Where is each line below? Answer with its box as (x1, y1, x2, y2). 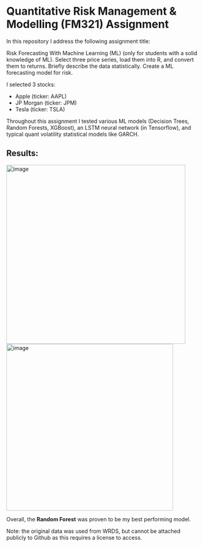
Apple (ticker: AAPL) (15, 92, 67, 100)
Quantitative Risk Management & (6, 4, 177, 18)
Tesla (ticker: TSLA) (15, 105, 65, 113)
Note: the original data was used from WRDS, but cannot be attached (6, 527, 181, 535)
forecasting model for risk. (6, 69, 73, 76)
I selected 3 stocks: (6, 81, 56, 88)
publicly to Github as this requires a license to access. (6, 534, 142, 541)
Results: (6, 148, 39, 158)
